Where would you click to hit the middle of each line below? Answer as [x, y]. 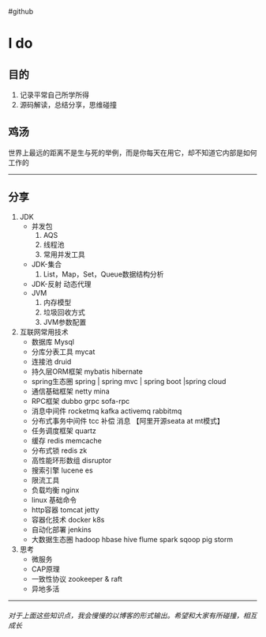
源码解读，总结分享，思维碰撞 [68, 105]
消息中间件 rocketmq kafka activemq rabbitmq [107, 411]
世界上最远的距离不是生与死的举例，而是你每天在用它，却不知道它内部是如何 [133, 153]
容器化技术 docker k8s [68, 519]
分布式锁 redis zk [59, 450]
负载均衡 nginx [55, 490]
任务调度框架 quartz [64, 431]
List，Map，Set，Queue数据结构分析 [103, 274]
